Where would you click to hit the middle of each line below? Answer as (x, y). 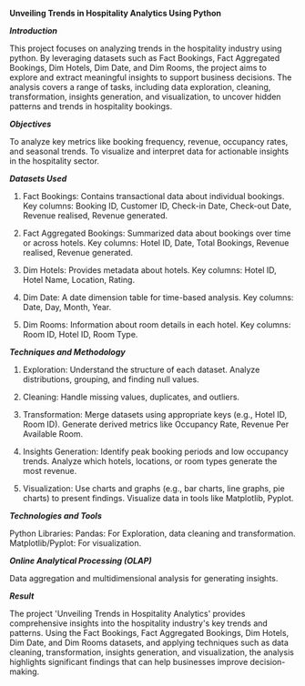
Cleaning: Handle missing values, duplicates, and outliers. (131, 397)
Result (22, 596)
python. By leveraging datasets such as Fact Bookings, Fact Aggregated (145, 58)
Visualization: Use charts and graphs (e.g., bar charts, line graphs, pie (153, 489)
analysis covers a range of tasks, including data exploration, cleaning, (140, 87)
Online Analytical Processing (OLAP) (81, 560)
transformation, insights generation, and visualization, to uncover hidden (145, 96)
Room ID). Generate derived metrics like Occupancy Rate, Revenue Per (156, 424)
